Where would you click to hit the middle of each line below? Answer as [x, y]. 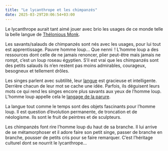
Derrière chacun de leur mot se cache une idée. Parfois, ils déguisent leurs [82, 86]
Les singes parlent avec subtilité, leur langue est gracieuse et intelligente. [81, 81]
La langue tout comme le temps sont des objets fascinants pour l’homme [80, 106]
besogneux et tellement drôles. [37, 70]
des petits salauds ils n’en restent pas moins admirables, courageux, [76, 65]
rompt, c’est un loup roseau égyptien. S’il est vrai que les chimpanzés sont [82, 60]
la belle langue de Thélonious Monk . [43, 34]
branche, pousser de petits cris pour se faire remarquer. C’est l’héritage [79, 137]
